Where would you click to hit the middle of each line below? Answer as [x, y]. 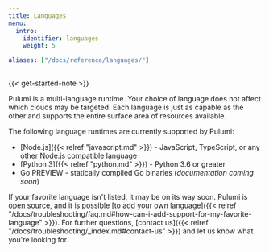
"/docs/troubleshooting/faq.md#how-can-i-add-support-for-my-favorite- [130, 214]
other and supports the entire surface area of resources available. [118, 116]
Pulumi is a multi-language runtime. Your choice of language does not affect [135, 99]
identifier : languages [61, 38]
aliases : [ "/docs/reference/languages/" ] [79, 60]
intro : [27, 31]
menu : [17, 23]
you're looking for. [39, 240]
